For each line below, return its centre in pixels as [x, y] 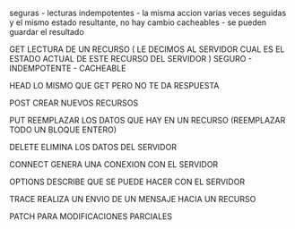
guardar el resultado [47, 32]
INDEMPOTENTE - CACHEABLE [68, 68]
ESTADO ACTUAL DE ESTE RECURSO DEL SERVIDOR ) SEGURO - [131, 59]
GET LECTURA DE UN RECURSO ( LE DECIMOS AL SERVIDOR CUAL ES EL [147, 49]
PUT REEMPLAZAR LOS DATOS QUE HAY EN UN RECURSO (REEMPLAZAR [147, 120]
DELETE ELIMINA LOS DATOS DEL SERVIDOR [93, 147]
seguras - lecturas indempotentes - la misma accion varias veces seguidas [148, 13]
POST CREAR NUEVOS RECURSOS [74, 103]
